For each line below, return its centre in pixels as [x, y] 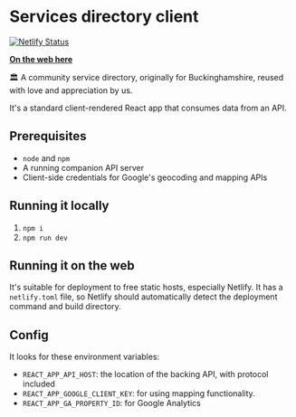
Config [29, 335]
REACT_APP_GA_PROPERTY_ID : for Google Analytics [111, 403]
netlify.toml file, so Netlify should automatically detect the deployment [143, 297]
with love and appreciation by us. [71, 90]
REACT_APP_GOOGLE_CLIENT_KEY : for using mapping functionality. [138, 393]
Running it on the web [72, 265]
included [39, 384]
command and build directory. [66, 307]
